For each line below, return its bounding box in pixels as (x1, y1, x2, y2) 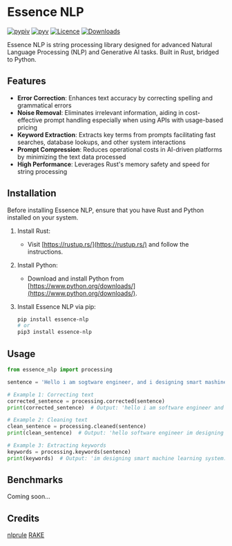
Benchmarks (7, 474, 64, 486)
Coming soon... (7, 493, 50, 501)
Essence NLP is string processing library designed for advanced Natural (7, 40, 213, 49)
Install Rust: (17, 227, 50, 235)
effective (17, 116, 43, 124)
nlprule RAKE (7, 531, 45, 539)
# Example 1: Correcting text (7, 391, 95, 398)
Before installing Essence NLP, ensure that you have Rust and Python (7, 206, 204, 214)
